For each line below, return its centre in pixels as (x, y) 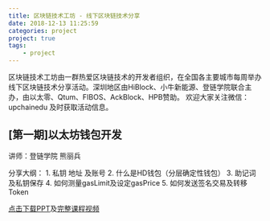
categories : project (43, 31)
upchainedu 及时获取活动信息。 (61, 107)
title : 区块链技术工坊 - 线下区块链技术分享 (74, 16)
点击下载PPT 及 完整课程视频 (54, 208)
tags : (17, 46)
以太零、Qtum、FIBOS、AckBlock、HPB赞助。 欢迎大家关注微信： (139, 97)
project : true (32, 38)
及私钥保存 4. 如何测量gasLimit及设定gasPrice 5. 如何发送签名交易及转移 (128, 182)
